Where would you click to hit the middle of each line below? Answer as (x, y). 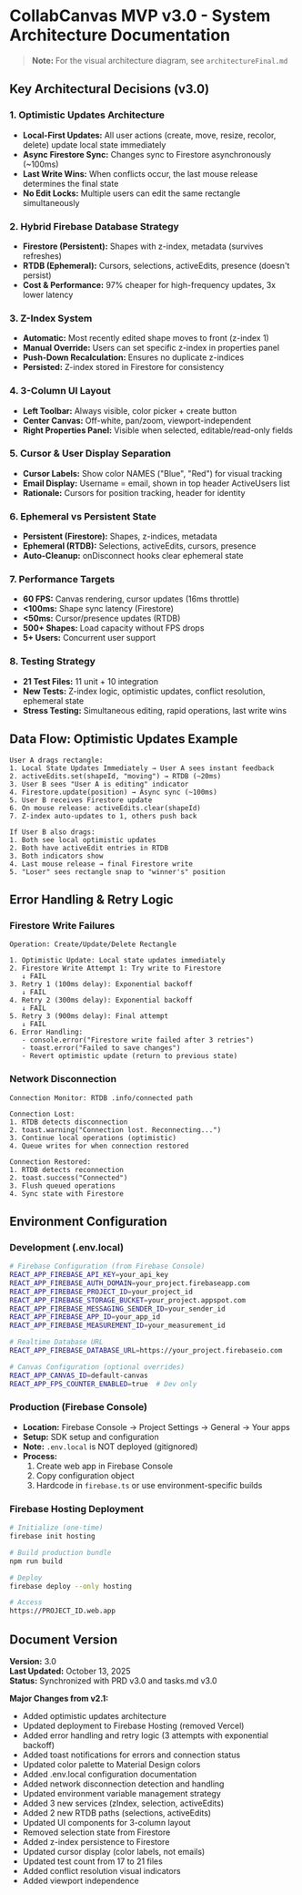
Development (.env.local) (67, 1247)
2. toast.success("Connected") (69, 1178)
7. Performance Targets (62, 580)
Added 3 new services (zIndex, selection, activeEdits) (123, 1803)
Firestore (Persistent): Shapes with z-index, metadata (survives (143, 246)
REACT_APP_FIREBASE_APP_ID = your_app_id (85, 1317)
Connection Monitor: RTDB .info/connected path (101, 1098)
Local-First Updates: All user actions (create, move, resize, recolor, (149, 135)
